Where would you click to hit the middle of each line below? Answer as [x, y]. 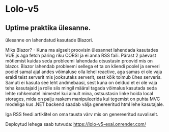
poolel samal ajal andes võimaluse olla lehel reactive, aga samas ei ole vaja [84, 72]
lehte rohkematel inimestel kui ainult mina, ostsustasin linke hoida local [79, 93]
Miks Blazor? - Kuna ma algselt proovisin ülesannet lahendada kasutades [82, 50]
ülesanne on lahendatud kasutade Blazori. [49, 40]
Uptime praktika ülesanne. [48, 28]
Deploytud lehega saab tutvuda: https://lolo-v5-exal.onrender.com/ [76, 124]
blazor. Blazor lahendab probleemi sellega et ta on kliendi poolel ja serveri [82, 66]
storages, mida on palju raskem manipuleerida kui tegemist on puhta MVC [83, 99]
